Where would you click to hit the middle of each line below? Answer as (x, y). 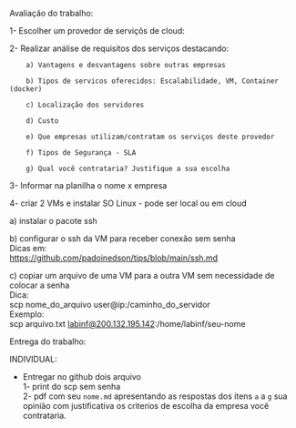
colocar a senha (40, 285)
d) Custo (42, 121)
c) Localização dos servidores (85, 105)
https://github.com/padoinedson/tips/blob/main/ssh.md (114, 258)
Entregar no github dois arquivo (82, 377)
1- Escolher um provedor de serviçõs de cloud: (97, 31)
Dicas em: (28, 248)
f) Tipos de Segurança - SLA (81, 153)
